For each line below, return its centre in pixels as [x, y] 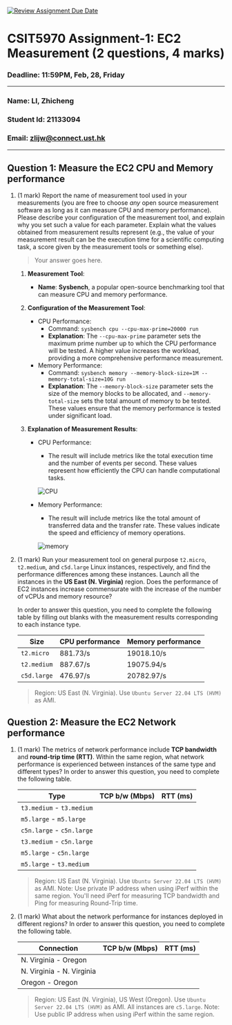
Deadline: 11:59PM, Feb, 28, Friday [66, 75]
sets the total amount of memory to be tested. [146, 401]
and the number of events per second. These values [123, 463]
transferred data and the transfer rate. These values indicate [134, 525]
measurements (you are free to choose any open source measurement [118, 203]
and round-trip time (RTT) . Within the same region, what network [110, 757]
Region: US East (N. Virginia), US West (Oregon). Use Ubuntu [120, 999]
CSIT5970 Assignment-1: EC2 [94, 39]
